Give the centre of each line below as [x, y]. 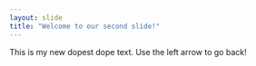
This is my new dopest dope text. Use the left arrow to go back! [128, 52]
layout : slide [36, 18]
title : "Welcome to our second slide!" [85, 26]
